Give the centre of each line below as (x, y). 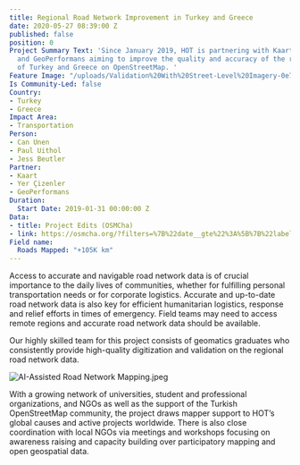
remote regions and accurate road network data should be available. (135, 324)
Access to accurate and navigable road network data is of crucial (129, 276)
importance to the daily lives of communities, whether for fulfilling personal (147, 285)
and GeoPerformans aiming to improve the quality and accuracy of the (151, 59)
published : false (42, 34)
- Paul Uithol (36, 150)
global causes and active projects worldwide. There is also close (128, 423)
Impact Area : (33, 117)
